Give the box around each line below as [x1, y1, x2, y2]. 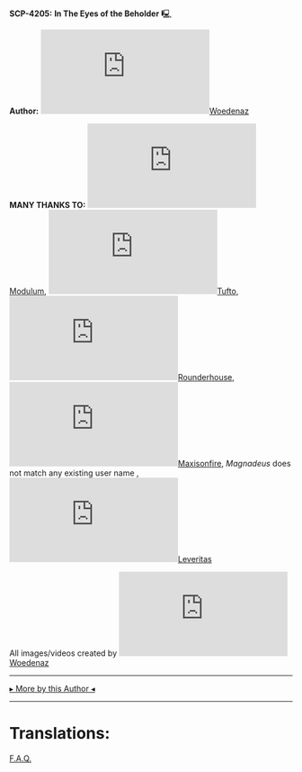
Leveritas [178, 554, 213, 564]
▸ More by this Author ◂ [9, 684, 96, 694]
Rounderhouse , [178, 372, 235, 382]
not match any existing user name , [9, 468, 139, 478]
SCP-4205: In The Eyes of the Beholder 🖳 [9, 8, 173, 19]
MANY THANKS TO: [9, 200, 86, 210]
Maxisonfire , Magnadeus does [178, 459, 291, 468]
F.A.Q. [9, 752, 32, 764]
